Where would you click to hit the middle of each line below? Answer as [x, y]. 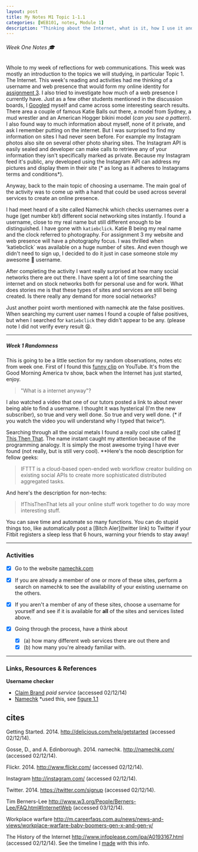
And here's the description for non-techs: [57, 493]
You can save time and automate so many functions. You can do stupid [92, 522]
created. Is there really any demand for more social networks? [81, 296]
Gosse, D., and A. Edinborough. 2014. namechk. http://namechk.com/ [90, 749]
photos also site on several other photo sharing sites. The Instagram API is [96, 143]
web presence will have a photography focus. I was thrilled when [85, 241]
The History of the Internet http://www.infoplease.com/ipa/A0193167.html [95, 837]
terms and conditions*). [35, 174]
